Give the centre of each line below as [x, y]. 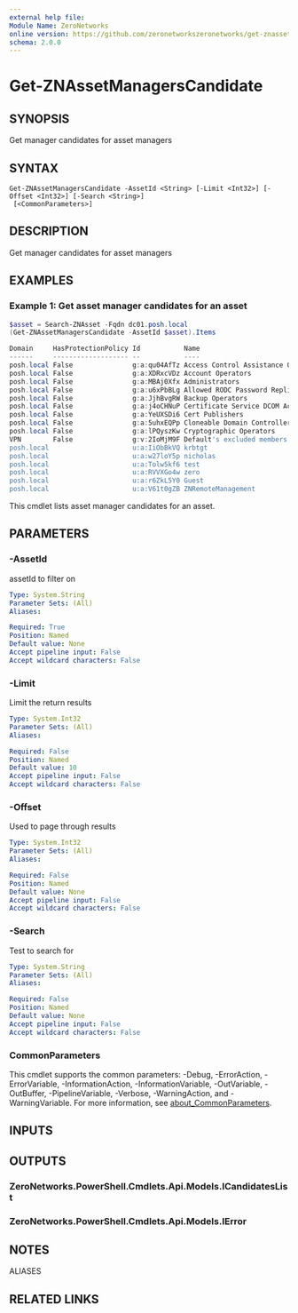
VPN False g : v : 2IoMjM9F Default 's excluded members [149, 439]
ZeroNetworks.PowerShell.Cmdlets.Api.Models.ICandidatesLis [149, 1186]
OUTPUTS [38, 1161]
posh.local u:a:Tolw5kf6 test [105, 464]
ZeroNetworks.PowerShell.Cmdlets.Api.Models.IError [128, 1221]
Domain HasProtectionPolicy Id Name [105, 349]
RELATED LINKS [54, 1299]
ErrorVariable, [35, 1084]
